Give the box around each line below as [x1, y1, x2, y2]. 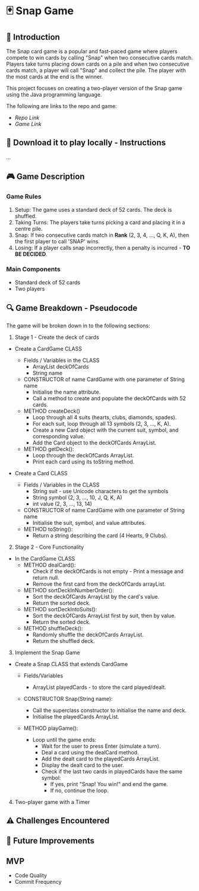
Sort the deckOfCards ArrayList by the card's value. [32, 593, 160, 600]
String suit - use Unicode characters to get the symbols [32, 487, 169, 494]
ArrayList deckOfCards [32, 363, 89, 370]
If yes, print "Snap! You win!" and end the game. [50, 780, 168, 787]
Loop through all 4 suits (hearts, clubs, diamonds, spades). [32, 413, 177, 420]
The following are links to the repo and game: [6, 103, 117, 110]
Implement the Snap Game [14, 649, 80, 656]
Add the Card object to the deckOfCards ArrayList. [32, 439, 157, 446]
